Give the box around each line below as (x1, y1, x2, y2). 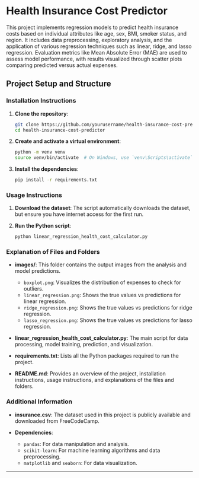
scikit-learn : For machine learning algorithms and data (23, 447, 161, 454)
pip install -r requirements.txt (14, 177, 98, 183)
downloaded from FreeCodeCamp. (14, 417, 99, 425)
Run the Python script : (14, 222, 72, 230)
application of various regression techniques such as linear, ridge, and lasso (6, 43, 192, 50)
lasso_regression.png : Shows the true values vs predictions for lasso (23, 317, 192, 324)
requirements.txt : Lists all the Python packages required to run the (14, 352, 179, 359)
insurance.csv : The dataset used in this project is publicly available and (14, 411, 191, 418)
